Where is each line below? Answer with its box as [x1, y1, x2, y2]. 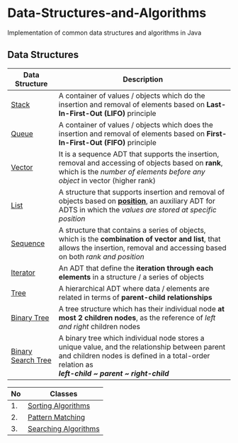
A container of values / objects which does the [58, 120, 214, 130]
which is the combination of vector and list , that [58, 234, 221, 243]
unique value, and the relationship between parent [58, 342, 226, 352]
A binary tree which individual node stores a [58, 333, 205, 343]
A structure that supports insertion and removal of [58, 187, 225, 197]
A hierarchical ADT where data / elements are [58, 283, 210, 293]
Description [123, 74, 164, 84]
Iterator [11, 267, 35, 277]
